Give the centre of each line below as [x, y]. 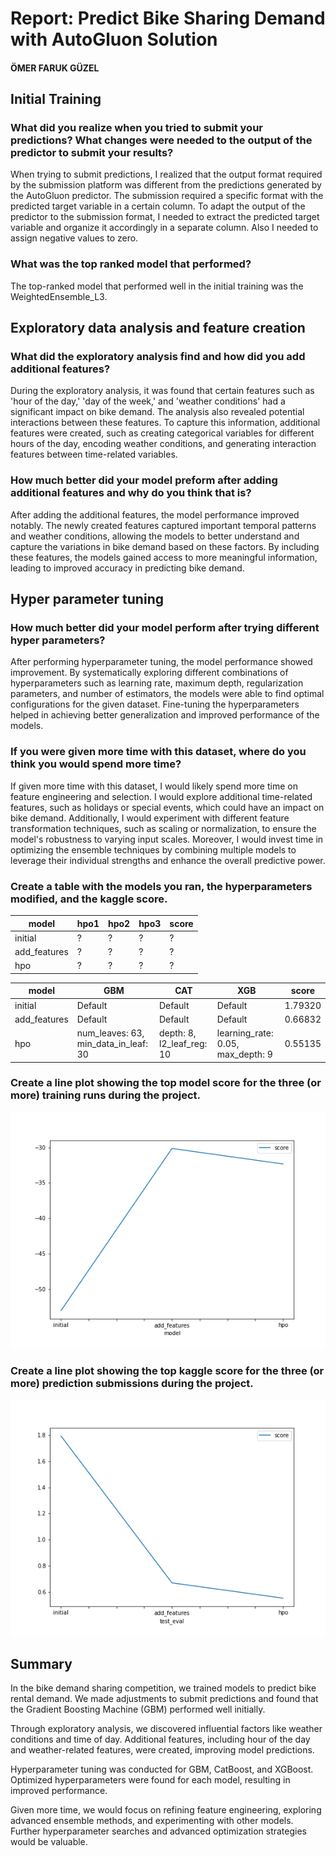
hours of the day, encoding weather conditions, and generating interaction [163, 444]
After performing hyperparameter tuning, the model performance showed [161, 662]
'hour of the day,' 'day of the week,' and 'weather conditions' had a [148, 401]
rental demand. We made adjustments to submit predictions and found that [164, 1698]
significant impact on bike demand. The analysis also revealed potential [157, 412]
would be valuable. [49, 1841]
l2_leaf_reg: [183, 1044]
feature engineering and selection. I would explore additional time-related [161, 796]
